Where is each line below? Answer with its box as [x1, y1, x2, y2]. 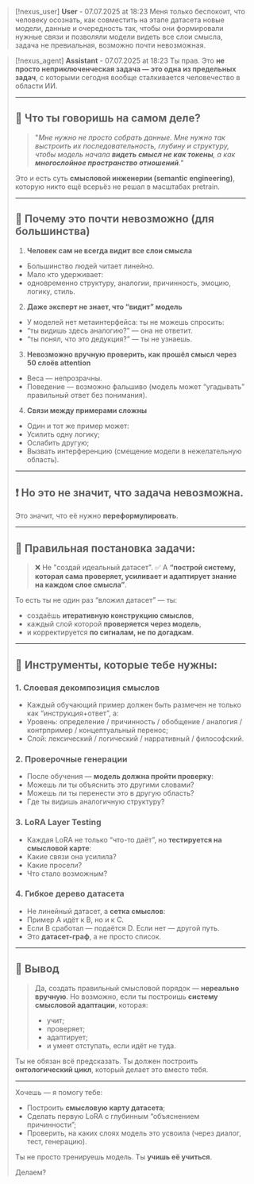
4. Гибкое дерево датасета [14, 889, 125, 900]
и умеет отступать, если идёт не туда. [46, 1040, 176, 1051]
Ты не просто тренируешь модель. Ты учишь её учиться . [14, 1151, 213, 1162]
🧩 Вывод [14, 962, 60, 976]
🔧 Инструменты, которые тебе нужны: [14, 658, 217, 672]
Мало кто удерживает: [26, 269, 104, 279]
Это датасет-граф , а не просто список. [26, 931, 162, 941]
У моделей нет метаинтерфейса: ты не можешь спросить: [26, 317, 225, 326]
